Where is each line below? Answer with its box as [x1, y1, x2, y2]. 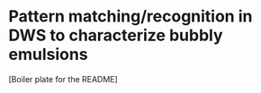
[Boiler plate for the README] [8, 73, 118, 84]
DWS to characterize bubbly [8, 25, 223, 46]
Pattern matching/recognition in [8, 6, 253, 27]
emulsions [8, 45, 88, 64]
